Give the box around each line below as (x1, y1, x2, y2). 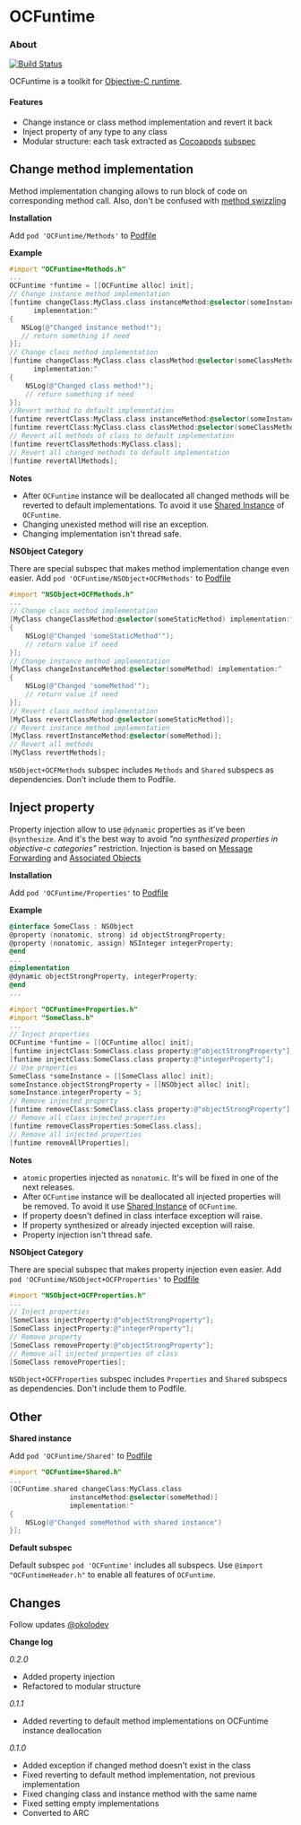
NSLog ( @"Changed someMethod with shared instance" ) (25, 1518, 222, 1527)
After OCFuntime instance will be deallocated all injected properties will (21, 1191, 280, 1201)
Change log (9, 1637, 54, 1647)
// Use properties (9, 1063, 78, 1072)
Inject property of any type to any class (21, 126, 168, 136)
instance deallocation (21, 1725, 102, 1736)
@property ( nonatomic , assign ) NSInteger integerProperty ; (9, 939, 235, 947)
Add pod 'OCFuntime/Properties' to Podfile (9, 886, 168, 898)
